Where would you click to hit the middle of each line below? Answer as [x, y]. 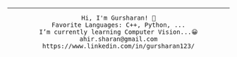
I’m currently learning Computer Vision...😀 [119, 32]
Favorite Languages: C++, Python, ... [119, 25]
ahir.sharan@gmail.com [119, 39]
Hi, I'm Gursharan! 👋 [119, 18]
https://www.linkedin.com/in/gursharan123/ [119, 46]
